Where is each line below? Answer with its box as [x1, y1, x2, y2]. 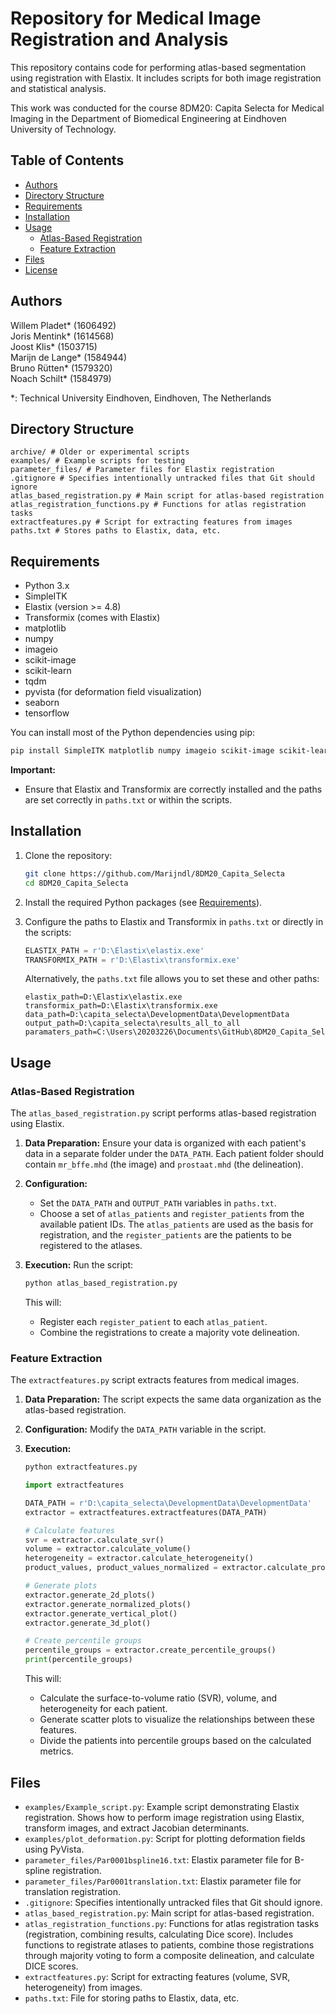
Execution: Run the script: [24, 1259, 134, 1271]
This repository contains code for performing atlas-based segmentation [10, 61, 307, 73]
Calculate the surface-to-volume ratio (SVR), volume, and [39, 1692, 278, 1704]
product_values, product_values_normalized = [24, 1563, 218, 1573]
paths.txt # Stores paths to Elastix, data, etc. [10, 526, 222, 536]
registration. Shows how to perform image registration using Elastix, [24, 1811, 305, 1823]
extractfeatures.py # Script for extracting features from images [10, 517, 293, 527]
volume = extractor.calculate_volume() [24, 1544, 192, 1554]
